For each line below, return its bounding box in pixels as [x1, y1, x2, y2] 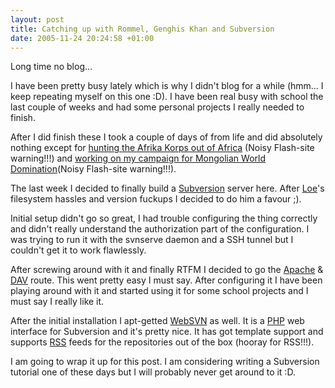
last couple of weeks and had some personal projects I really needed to [10, 101, 305, 113]
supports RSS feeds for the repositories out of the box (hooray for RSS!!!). [10, 336, 315, 348]
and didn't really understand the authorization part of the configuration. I [10, 223, 310, 235]
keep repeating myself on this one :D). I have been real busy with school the [10, 91, 324, 103]
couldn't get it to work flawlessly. [10, 244, 147, 256]
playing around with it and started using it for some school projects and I [10, 285, 309, 297]
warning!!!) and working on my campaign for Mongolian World [10, 152, 266, 165]
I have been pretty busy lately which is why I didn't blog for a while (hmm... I [10, 80, 324, 92]
